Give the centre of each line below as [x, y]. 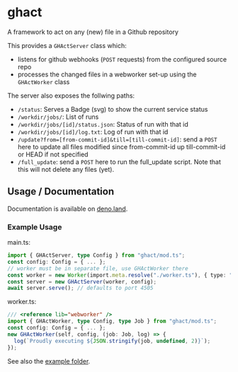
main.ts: [19, 243]
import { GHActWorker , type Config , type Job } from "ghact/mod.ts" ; [112, 321]
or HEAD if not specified [53, 154]
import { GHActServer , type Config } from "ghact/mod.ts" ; [96, 255]
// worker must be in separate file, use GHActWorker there [98, 268]
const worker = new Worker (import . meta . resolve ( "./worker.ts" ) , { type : [117, 275]
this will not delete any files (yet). [66, 169]
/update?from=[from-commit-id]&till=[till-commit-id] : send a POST [117, 139]
